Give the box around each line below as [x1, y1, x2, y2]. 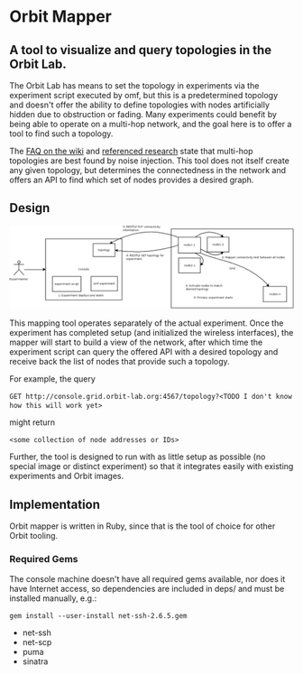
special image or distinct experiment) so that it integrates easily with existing [9, 461, 294, 472]
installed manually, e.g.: [9, 593, 97, 604]
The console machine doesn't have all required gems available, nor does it [9, 573, 286, 584]
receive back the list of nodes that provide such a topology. [9, 356, 230, 367]
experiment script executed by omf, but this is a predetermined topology [9, 90, 279, 100]
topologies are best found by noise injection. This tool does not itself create [9, 155, 290, 166]
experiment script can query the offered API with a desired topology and [9, 346, 279, 357]
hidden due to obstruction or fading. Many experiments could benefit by [9, 109, 278, 119]
